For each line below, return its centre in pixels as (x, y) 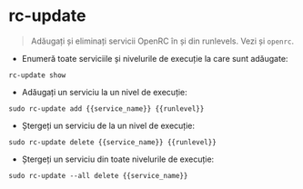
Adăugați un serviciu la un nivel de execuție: (104, 92)
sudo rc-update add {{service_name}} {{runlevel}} (106, 109)
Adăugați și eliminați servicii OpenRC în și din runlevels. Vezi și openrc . (162, 41)
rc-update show (37, 75)
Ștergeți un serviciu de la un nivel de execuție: (108, 125)
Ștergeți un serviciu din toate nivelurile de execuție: (118, 159)
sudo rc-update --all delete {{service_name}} (98, 175)
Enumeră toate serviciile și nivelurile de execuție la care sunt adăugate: (155, 58)
